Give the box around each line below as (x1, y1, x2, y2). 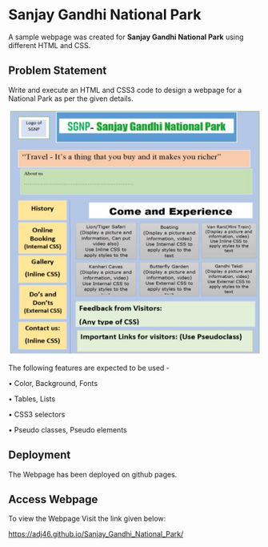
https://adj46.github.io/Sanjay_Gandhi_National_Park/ (8, 529, 184, 539)
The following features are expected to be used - (8, 363, 170, 372)
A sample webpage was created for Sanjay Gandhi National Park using (8, 32, 244, 42)
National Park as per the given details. (8, 94, 134, 103)
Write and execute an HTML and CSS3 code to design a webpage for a (8, 85, 242, 95)
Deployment (8, 448, 71, 462)
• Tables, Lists (8, 394, 56, 404)
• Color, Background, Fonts (8, 378, 98, 388)
